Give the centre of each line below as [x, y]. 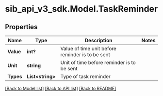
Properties [21, 27]
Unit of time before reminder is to [98, 63]
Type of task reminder [85, 76]
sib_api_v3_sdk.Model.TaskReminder [81, 9]
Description [98, 40]
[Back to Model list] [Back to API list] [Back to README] [61, 88]
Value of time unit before [88, 48]
